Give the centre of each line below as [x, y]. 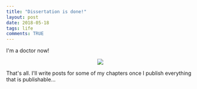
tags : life [20, 28]
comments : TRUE [25, 34]
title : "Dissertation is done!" [46, 12]
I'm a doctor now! [28, 50]
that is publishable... [31, 80]
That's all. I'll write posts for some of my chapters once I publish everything [99, 73]
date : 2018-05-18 [28, 23]
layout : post [22, 17]
